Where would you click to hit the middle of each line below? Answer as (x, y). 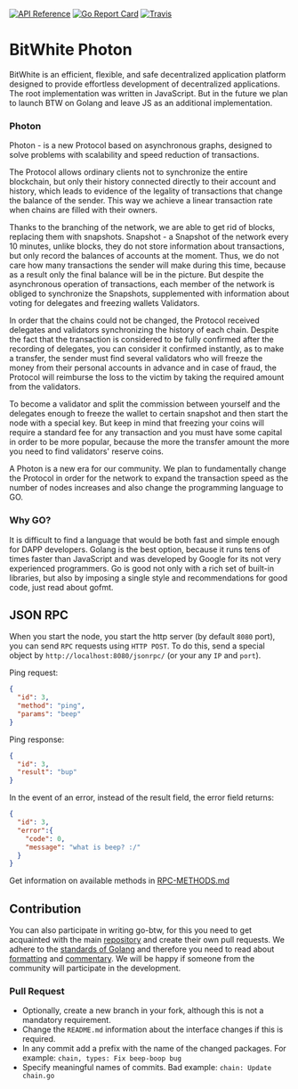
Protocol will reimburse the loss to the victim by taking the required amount (147, 377)
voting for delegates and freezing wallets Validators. (105, 303)
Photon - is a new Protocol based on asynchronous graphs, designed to (141, 145)
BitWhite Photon (71, 50)
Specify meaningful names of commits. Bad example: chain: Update (147, 1068)
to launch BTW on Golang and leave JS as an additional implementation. (141, 103)
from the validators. (45, 387)
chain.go (38, 1076)
